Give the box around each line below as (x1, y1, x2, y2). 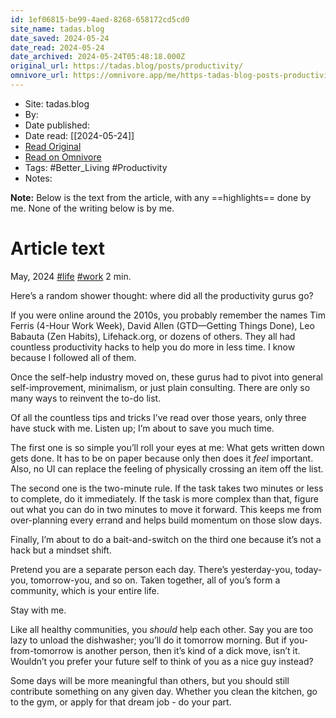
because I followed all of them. (10, 351, 137, 363)
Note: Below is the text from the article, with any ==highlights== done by (10, 191, 312, 203)
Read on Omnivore (24, 151, 102, 163)
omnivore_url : (10, 71, 70, 81)
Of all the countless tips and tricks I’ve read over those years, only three (10, 411, 307, 423)
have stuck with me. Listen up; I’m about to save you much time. (10, 422, 275, 434)
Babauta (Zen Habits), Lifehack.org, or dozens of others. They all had (10, 330, 296, 342)
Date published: (24, 119, 90, 131)
